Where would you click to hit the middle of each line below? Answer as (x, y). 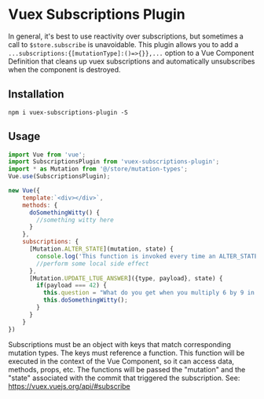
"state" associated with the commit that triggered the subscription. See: (124, 378)
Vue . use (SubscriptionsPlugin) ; (59, 177)
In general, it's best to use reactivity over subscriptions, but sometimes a (126, 36)
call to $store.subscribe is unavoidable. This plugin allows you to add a (123, 44)
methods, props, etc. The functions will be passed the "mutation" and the (127, 369)
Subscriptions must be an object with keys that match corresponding (120, 344)
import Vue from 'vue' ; (47, 155)
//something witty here (75, 220)
